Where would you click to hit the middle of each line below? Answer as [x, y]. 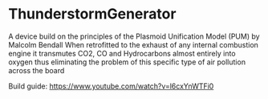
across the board [37, 70]
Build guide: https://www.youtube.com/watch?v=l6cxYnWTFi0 [111, 86]
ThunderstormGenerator [92, 14]
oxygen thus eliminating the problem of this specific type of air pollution [127, 62]
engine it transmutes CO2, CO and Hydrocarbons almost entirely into [122, 53]
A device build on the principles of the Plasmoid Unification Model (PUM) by [134, 36]
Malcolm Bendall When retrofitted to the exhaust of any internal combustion [134, 44]
